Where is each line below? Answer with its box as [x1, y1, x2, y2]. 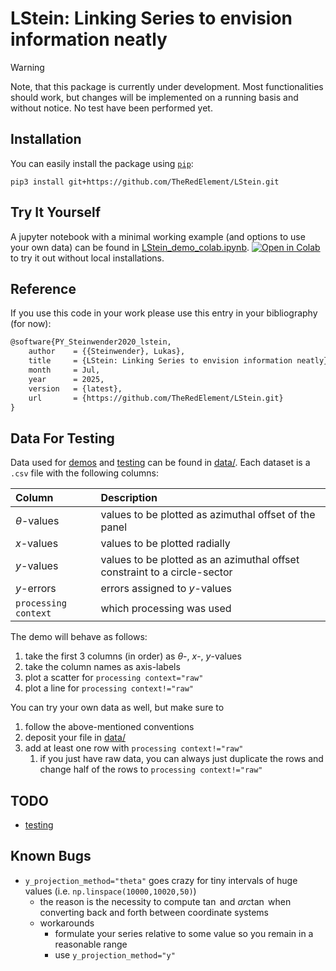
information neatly [10, 28, 168, 51]
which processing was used [100, 602, 232, 616]
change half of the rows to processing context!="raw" [39, 763, 263, 776]
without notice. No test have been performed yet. [10, 102, 213, 114]
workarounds [39, 917, 95, 929]
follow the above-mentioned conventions [24, 721, 195, 733]
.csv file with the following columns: [10, 467, 159, 479]
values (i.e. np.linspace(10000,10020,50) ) [24, 885, 197, 897]
